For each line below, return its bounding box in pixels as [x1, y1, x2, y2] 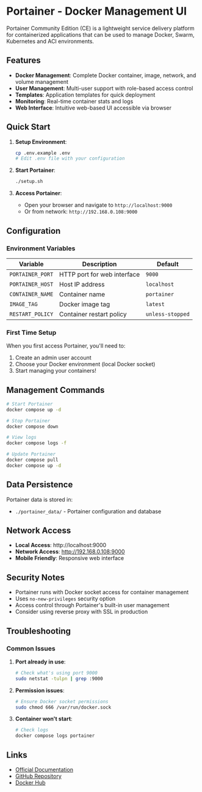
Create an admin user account [15, 354, 92, 362]
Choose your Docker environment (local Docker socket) [15, 361, 156, 368]
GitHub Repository [15, 772, 62, 780]
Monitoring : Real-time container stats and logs [15, 97, 134, 105]
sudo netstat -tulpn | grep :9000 [15, 675, 103, 682]
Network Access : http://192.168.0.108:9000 [15, 548, 125, 555]
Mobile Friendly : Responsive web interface [15, 555, 124, 562]
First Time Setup [6, 328, 57, 337]
